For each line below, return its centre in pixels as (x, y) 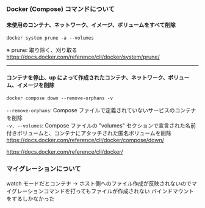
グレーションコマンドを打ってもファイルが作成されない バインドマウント (103, 191)
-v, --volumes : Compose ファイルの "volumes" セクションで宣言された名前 (101, 126)
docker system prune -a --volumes (50, 38)
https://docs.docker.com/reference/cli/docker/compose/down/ (85, 140)
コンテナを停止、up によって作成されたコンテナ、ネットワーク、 (87, 77)
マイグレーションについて (44, 169)
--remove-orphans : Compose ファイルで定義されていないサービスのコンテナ (101, 110)
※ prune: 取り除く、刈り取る (42, 50)
